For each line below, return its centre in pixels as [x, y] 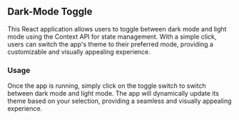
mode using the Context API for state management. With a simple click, [112, 36]
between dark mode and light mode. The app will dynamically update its [113, 94]
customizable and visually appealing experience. [79, 51]
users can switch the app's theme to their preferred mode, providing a [111, 44]
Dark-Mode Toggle [50, 12]
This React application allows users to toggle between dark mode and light [117, 29]
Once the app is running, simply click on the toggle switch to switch [107, 86]
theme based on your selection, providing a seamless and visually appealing [119, 101]
